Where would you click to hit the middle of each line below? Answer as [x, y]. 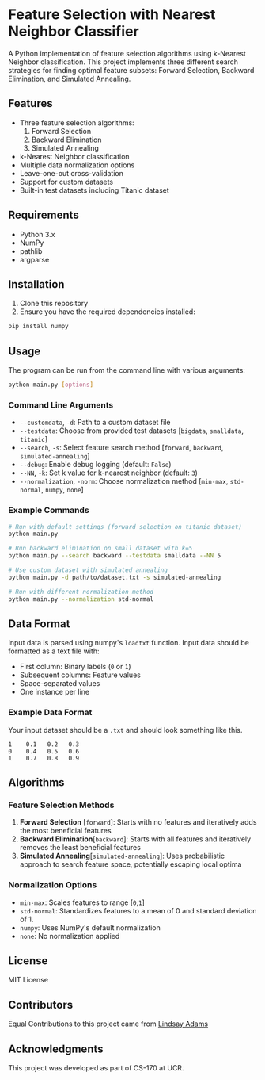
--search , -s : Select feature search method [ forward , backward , [121, 448]
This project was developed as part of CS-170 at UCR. [96, 1068]
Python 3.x [37, 234]
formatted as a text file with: [54, 651]
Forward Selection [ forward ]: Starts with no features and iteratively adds [138, 822]
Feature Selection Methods [61, 805]
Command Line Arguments [61, 404]
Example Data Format [50, 713]
